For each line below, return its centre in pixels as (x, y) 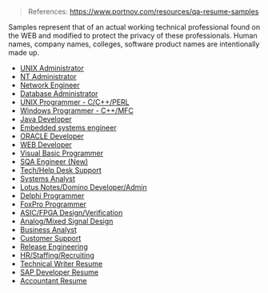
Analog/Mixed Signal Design (66, 221)
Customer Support (50, 238)
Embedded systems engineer (68, 128)
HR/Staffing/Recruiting (57, 255)
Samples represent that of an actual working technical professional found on (134, 27)
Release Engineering (54, 247)
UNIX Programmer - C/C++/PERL (74, 102)
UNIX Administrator (52, 68)
